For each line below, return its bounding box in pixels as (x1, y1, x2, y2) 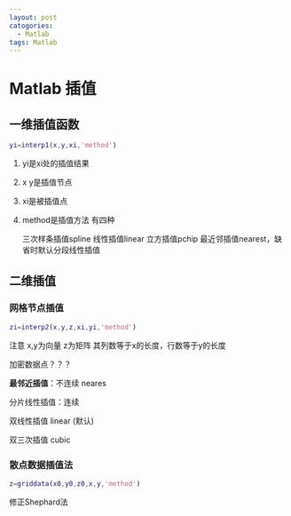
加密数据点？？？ (9, 359, 72, 369)
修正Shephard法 (9, 496, 68, 507)
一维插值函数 (9, 116, 80, 131)
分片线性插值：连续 (9, 396, 80, 407)
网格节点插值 (9, 302, 65, 314)
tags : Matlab (9, 37, 58, 47)
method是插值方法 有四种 (21, 215, 115, 226)
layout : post (9, 12, 58, 22)
